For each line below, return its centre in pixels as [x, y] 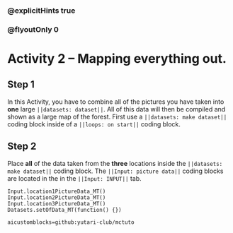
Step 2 [22, 147]
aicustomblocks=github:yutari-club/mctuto [71, 222]
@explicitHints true [41, 11]
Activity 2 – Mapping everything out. [117, 59]
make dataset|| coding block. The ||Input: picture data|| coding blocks [115, 171]
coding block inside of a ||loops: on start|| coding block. [94, 124]
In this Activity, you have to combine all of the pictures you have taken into [116, 102]
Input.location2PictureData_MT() [57, 197]
